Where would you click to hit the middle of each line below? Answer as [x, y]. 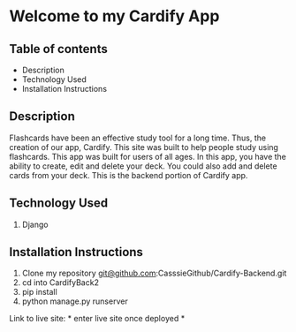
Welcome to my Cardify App [114, 16]
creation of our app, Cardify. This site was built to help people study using [144, 147]
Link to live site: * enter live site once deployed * [97, 319]
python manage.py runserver [75, 301]
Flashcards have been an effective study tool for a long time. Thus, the [138, 138]
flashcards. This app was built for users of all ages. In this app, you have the [148, 156]
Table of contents [58, 49]
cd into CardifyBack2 [61, 283]
